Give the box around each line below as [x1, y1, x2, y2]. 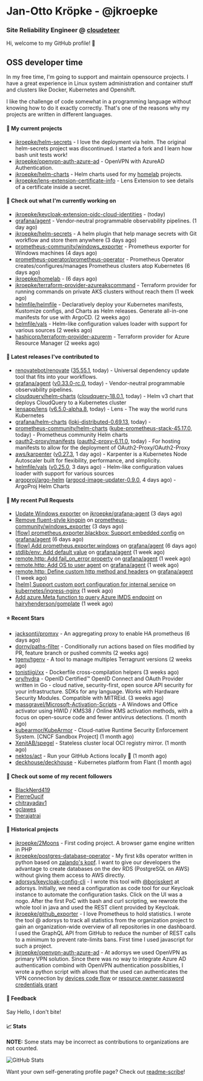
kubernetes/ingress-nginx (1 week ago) [15, 587, 113, 594]
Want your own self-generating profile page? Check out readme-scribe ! [6, 1068, 185, 1076]
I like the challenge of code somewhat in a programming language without [6, 98, 191, 105]
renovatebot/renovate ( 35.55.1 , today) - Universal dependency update [15, 367, 190, 374]
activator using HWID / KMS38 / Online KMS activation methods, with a [15, 707, 193, 714]
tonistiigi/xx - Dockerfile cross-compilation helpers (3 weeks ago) [15, 668, 179, 676]
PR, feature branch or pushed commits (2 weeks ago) [15, 650, 149, 657]
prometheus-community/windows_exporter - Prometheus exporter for [15, 242, 190, 250]
